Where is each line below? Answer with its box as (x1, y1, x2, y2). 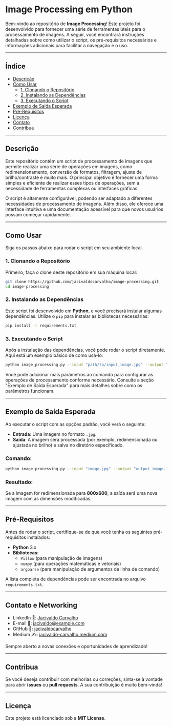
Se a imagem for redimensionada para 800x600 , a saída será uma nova (5, 490, 158, 496)
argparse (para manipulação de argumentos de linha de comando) (20, 566, 160, 572)
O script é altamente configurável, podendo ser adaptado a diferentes (5, 195, 153, 201)
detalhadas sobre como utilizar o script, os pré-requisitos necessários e (5, 37, 157, 43)
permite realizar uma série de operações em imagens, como (5, 163, 133, 170)
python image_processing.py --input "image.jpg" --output (5, 466, 132, 471)
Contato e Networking (5, 601, 78, 610)
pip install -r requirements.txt (5, 323, 77, 328)
